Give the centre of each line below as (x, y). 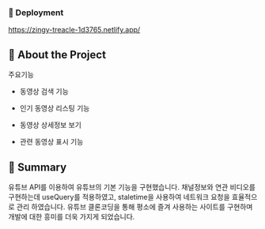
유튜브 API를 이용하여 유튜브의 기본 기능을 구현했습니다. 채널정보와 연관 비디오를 (132, 187)
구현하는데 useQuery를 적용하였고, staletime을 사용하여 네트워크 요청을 (119, 197)
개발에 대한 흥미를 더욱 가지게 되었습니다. (72, 216)
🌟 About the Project (57, 54)
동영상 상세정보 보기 (50, 125)
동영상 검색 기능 (44, 92)
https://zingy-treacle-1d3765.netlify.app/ (74, 30)
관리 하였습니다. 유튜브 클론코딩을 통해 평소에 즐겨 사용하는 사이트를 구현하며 (134, 206)
